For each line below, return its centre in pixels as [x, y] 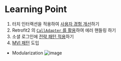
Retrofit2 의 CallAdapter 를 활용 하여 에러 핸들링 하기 [64, 30]
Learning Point [36, 9]
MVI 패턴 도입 [26, 43]
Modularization [27, 53]
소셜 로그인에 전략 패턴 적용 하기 [43, 36]
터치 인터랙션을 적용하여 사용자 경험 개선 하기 [56, 24]
